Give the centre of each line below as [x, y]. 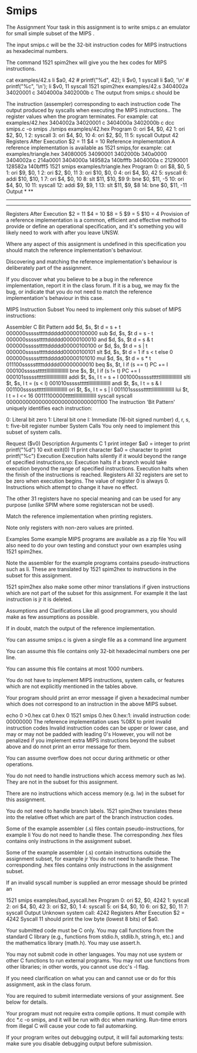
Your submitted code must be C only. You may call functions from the [90, 930]
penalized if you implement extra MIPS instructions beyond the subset [91, 740]
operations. [20, 764]
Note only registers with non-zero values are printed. [70, 527]
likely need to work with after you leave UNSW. [62, 232]
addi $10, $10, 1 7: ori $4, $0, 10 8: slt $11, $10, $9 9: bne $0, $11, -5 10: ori [95, 179]
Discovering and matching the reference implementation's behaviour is [92, 261]
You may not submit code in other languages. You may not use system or [94, 954]
